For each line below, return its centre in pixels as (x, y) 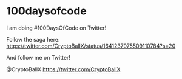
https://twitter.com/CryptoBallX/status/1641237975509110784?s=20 (91, 46)
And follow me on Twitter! (39, 57)
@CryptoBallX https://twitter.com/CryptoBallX (63, 69)
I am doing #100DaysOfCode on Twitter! (56, 28)
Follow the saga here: (33, 39)
